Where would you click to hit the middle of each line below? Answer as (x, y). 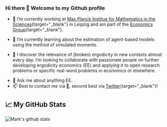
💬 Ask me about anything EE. (43, 81)
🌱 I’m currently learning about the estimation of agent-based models (83, 39)
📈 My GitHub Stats (36, 105)
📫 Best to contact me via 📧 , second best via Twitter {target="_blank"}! (85, 86)
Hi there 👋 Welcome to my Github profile (55, 8)
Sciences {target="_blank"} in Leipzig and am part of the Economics (83, 24)
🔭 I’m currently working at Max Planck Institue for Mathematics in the (84, 19)
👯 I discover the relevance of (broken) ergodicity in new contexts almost (87, 54)
